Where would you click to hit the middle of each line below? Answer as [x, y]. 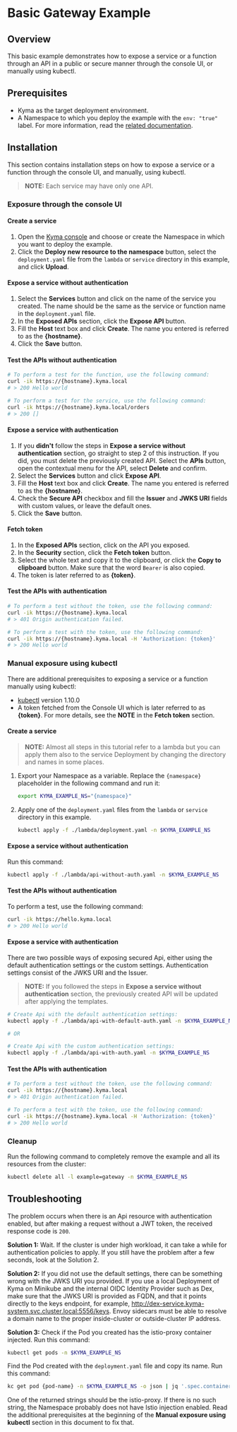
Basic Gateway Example [79, 13]
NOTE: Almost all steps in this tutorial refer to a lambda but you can [122, 746]
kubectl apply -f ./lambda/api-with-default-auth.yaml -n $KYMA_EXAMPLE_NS [121, 1021]
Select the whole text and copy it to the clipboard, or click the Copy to [119, 560]
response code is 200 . [39, 1231]
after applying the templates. [66, 1001]
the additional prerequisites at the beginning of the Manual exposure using [117, 1415]
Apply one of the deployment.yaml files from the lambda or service [113, 809]
